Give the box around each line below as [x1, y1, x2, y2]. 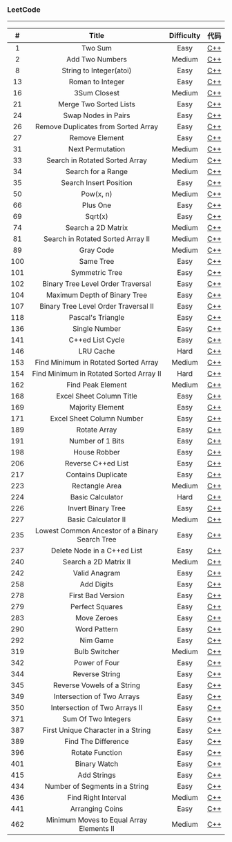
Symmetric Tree [70, 268, 123, 278]
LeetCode [7, 5, 41, 15]
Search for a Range [65, 167, 128, 177]
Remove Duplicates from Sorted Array [35, 122, 159, 132]
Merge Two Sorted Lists [57, 99, 136, 109]
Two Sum [81, 44, 113, 53]
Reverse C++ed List [64, 459, 129, 468]
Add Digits [79, 580, 114, 589]
